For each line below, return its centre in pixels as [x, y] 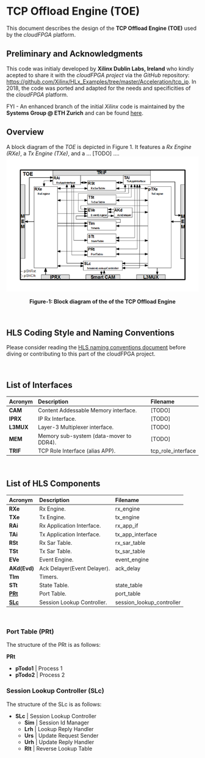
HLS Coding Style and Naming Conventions [91, 333]
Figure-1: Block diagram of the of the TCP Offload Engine [103, 302]
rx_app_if [127, 526]
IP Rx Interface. [57, 419]
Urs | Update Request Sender [61, 735]
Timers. [49, 577]
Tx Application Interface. [70, 534]
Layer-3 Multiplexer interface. [76, 427]
